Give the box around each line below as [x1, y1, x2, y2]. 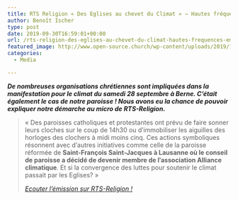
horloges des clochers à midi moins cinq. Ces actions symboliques [24, 133, 220, 141]
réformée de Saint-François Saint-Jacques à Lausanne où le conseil [24, 148, 228, 156]
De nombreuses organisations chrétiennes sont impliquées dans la [7, 82, 209, 90]
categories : [7, 50, 42, 57]
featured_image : [7, 43, 55, 50]
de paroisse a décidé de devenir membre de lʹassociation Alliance [24, 155, 222, 164]
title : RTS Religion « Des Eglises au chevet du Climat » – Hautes [7, 10, 211, 18]
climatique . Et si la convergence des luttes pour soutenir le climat [24, 163, 217, 172]
